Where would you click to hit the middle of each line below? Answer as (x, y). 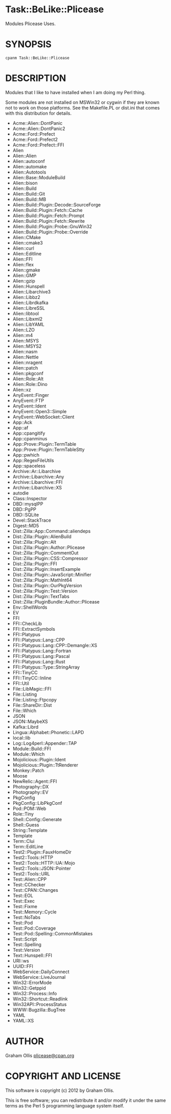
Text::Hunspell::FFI (32, 955)
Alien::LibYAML (29, 324)
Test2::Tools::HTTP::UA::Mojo (44, 863)
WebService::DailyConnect (41, 972)
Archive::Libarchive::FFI (38, 482)
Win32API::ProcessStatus (40, 1004)
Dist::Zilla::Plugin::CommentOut (45, 553)
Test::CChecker (29, 885)
